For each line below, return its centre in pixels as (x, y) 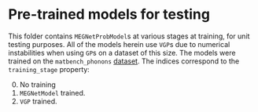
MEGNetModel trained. (52, 92)
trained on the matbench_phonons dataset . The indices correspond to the (124, 61)
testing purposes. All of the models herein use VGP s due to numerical (119, 44)
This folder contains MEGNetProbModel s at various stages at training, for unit (129, 36)
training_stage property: (49, 69)
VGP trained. (38, 101)
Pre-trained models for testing (109, 14)
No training (38, 85)
